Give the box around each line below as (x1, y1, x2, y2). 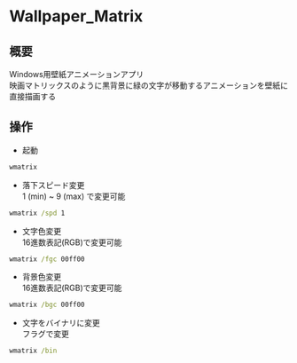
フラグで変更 (21, 328, 69, 339)
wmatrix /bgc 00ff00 (9, 300, 86, 310)
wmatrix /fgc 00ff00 (9, 255, 86, 264)
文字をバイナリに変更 (21, 318, 100, 328)
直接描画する (9, 91, 56, 101)
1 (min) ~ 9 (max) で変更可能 (21, 191, 126, 201)
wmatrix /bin (9, 346, 58, 356)
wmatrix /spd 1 (9, 209, 66, 217)
